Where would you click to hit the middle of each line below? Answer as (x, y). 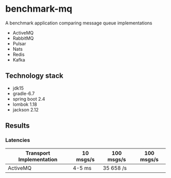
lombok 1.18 (25, 104)
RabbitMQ (23, 38)
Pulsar (19, 43)
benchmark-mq (39, 9)
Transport (38, 153)
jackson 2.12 (26, 109)
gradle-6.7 (24, 93)
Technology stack (34, 76)
